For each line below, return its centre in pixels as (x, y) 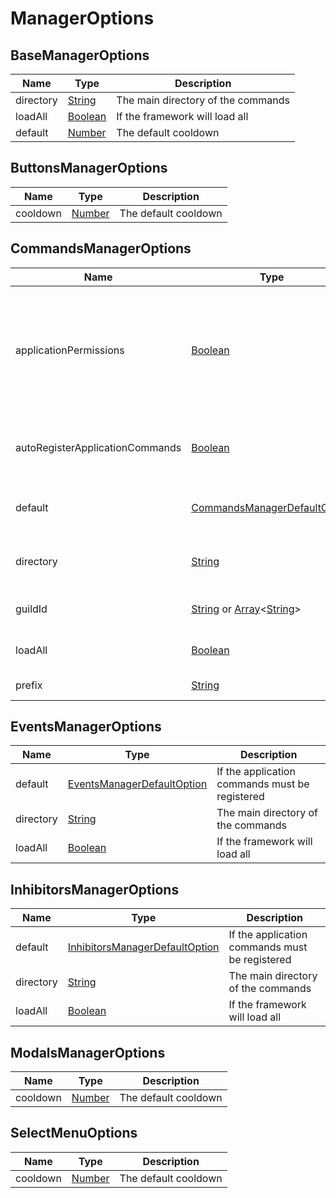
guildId (31, 609)
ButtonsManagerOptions (89, 168)
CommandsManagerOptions (101, 248)
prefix (29, 685)
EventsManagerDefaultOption (137, 784)
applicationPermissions (70, 350)
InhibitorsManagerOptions (95, 889)
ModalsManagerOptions (88, 1052)
